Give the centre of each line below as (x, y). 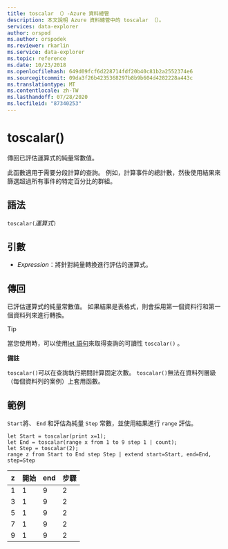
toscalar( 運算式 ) (32, 223)
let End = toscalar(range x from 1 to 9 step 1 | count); (92, 443)
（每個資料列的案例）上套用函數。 (56, 382)
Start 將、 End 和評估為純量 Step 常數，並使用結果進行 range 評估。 (102, 423)
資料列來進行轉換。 (40, 315)
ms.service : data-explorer (46, 53)
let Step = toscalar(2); (43, 449)
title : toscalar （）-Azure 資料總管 (58, 13)
